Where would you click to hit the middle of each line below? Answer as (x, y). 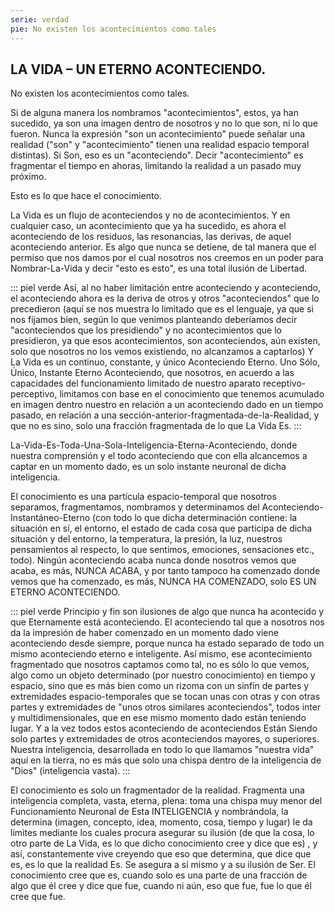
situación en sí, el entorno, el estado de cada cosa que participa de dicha (161, 528)
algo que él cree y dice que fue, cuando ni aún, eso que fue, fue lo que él (161, 886)
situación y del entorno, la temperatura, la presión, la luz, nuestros (146, 539)
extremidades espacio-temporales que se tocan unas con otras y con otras (165, 697)
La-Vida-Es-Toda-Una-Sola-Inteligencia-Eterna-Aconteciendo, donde (154, 445)
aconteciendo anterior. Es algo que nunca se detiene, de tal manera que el (163, 247)
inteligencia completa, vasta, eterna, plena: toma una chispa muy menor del (166, 801)
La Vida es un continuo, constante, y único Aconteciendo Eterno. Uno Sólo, (165, 362)
